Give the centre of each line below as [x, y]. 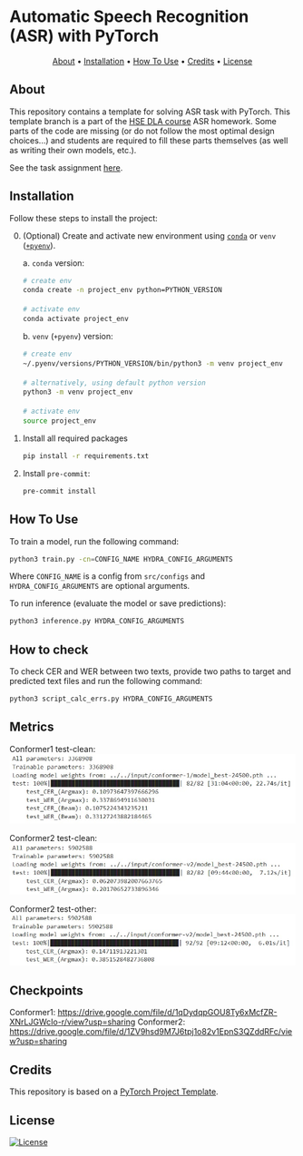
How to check [49, 649]
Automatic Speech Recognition [129, 17]
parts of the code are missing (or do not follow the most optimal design [142, 131]
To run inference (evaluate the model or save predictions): [118, 603]
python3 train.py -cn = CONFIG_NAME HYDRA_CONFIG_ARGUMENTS [121, 559]
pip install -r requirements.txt [86, 456]
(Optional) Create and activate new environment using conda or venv [149, 235]
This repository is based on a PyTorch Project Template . [114, 1092]
